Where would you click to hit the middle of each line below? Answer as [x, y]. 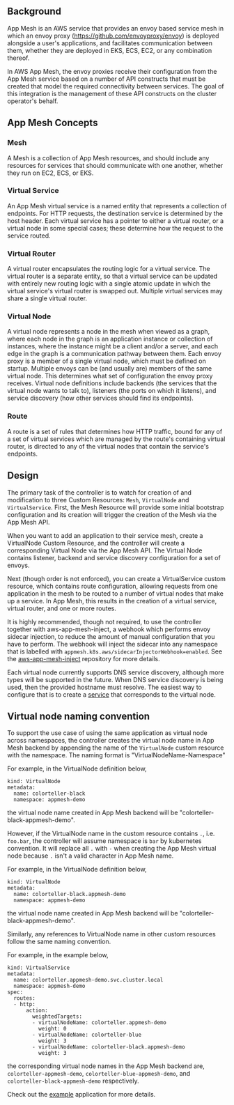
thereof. [18, 58]
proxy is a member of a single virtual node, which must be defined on [107, 361]
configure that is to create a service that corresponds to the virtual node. [111, 694]
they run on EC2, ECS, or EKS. [50, 173]
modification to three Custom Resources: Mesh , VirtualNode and [98, 500]
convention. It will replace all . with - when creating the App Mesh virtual [112, 849]
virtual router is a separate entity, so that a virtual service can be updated [112, 276]
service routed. [29, 235]
